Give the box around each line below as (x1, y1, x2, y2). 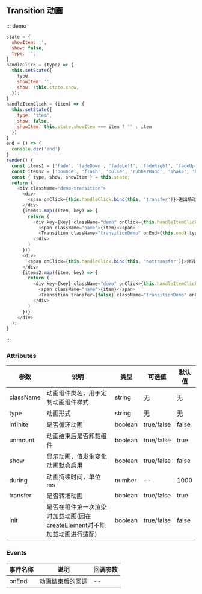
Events (6, 549, 27, 557)
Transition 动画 (6, 5, 63, 16)
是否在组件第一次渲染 (46, 503, 107, 511)
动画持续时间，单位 (46, 473, 101, 481)
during (9, 476, 28, 485)
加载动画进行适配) (46, 530, 97, 538)
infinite (9, 420, 29, 429)
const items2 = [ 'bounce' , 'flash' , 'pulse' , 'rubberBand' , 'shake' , (11, 168, 190, 174)
